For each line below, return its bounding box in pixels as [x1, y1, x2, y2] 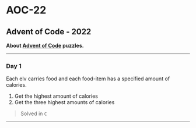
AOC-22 [6, 3, 47, 17]
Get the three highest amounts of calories [14, 99, 115, 106]
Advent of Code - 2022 [6, 27, 92, 37]
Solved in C [20, 110, 47, 117]
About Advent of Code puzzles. [6, 42, 84, 49]
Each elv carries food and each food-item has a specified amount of [6, 75, 170, 82]
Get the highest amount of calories [14, 93, 98, 99]
